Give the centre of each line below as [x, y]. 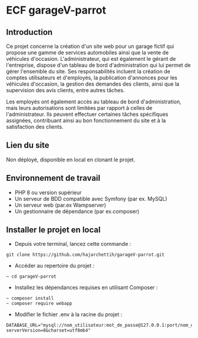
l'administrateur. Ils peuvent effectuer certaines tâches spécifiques [87, 114]
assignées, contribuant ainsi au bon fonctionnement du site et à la [86, 121]
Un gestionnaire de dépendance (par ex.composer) [77, 211]
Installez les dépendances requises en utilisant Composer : [86, 288]
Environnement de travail [53, 178]
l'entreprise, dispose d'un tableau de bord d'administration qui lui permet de [98, 65]
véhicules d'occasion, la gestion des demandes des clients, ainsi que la [93, 84]
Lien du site [28, 145]
